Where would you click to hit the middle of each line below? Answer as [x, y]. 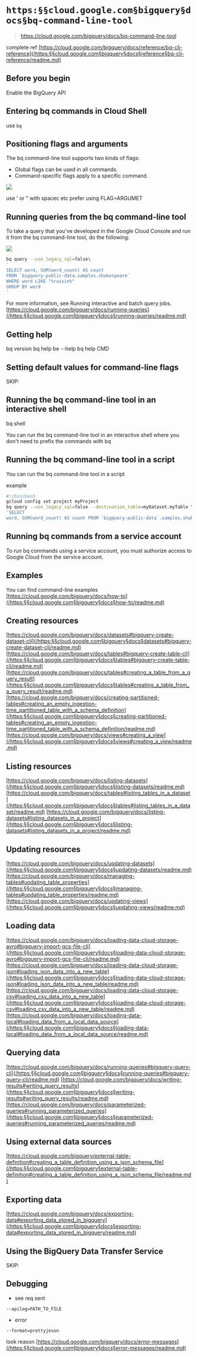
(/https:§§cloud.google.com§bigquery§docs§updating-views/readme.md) [96, 907]
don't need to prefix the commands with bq [59, 441]
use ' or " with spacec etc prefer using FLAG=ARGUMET [74, 198]
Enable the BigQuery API [36, 93]
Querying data [33, 1053]
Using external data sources [59, 1142]
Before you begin [38, 78]
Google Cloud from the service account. [55, 557]
